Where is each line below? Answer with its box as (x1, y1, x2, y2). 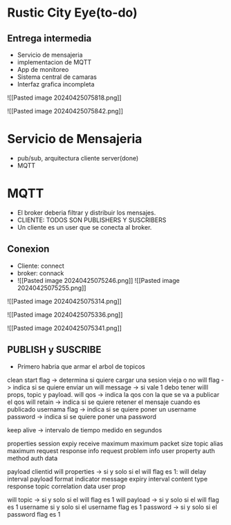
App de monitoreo (17, 66, 69, 73)
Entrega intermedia (7, 33, 92, 44)
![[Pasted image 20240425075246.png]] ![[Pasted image (17, 276, 180, 284)
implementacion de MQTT (17, 58, 92, 66)
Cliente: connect (17, 261, 64, 270)
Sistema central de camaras (17, 73, 98, 81)
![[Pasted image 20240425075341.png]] (7, 324, 122, 332)
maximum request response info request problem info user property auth (7, 446, 216, 454)
